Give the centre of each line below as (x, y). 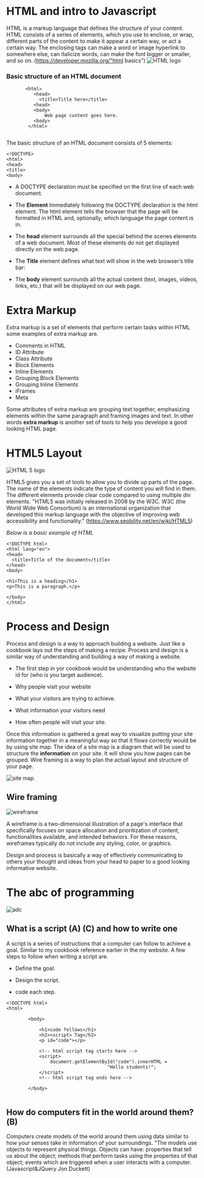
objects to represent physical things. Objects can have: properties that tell (99, 1149)
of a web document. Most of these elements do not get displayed (97, 243)
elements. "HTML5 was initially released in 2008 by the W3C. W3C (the (96, 502)
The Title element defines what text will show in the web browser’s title (104, 261)
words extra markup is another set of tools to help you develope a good (97, 423)
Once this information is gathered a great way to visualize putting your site (100, 734)
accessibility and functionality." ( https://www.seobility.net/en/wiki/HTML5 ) (100, 521)
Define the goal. (35, 968)
